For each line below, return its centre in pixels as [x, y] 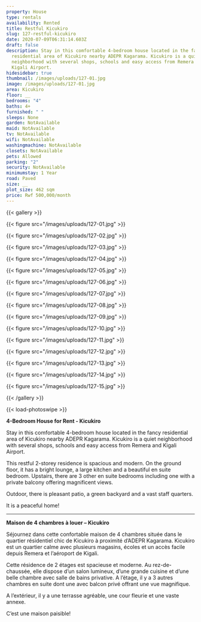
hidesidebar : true [29, 73]
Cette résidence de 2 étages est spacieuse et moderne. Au [79, 565]
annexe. [16, 602]
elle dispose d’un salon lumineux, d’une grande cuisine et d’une [111, 571]
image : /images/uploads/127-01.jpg [51, 84]
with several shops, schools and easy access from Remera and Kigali [92, 445]
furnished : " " [25, 112]
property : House [26, 12]
